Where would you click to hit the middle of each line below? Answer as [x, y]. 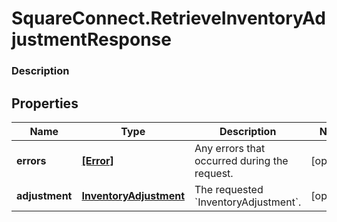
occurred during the [241, 160]
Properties [45, 103]
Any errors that [230, 148]
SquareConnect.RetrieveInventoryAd [168, 18]
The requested [229, 189]
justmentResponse [91, 39]
